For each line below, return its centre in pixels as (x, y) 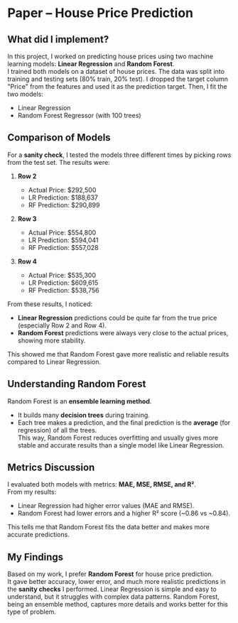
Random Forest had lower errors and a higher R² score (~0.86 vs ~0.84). (124, 514)
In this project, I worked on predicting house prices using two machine (110, 56)
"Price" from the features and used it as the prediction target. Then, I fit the (117, 86)
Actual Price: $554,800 (62, 232)
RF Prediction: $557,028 (63, 247)
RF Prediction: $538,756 (64, 290)
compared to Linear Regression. (54, 362)
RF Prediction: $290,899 (64, 205)
